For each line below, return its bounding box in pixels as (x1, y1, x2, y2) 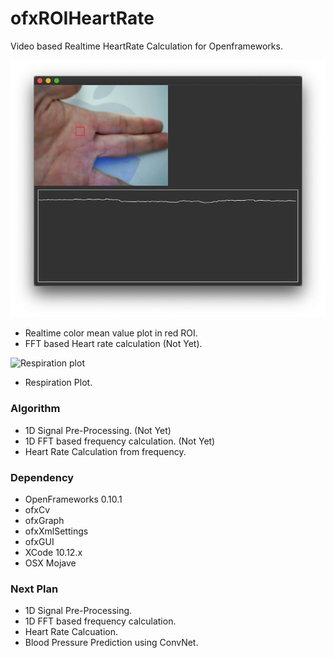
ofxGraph (24, 515, 65, 527)
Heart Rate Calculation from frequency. (24, 445, 187, 457)
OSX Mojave (24, 557, 77, 569)
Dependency (10, 470, 75, 484)
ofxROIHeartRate (10, 7, 155, 30)
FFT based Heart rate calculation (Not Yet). (24, 338, 203, 350)
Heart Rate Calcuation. (24, 626, 118, 638)
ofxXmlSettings (24, 525, 89, 537)
